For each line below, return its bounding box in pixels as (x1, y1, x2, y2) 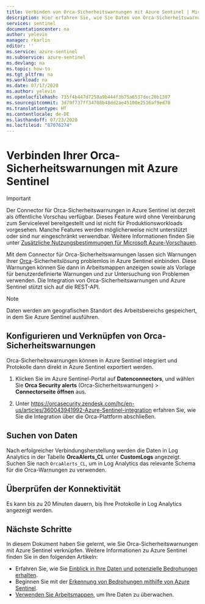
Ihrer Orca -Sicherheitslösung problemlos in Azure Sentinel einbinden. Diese (6, 257, 197, 265)
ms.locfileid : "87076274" (6, 123, 72, 129)
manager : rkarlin (6, 37, 51, 43)
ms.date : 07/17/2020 (6, 83, 59, 89)
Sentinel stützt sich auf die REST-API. (6, 283, 101, 290)
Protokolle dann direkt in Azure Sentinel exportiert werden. (6, 363, 154, 370)
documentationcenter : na (6, 26, 70, 32)
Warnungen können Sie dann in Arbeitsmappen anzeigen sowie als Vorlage (6, 264, 195, 271)
